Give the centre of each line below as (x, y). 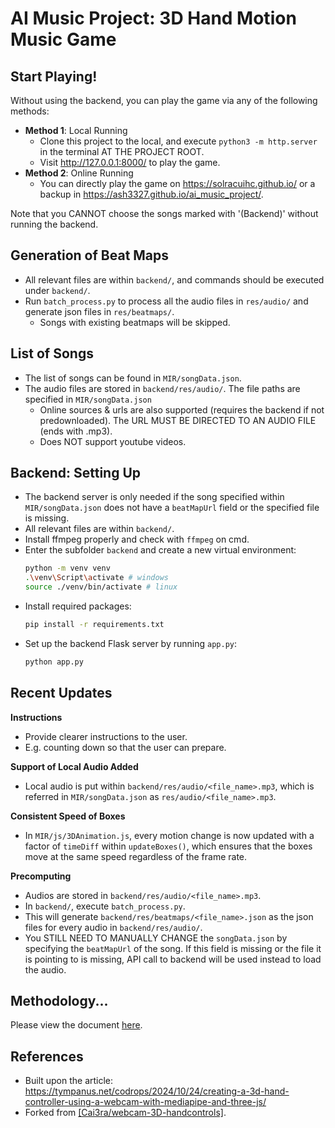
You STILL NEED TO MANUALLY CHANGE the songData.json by (156, 938)
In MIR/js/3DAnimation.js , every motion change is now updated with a (169, 835)
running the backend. (54, 224)
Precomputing (41, 876)
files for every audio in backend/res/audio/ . (113, 927)
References (47, 1056)
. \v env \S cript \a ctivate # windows (96, 578)
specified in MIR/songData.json (88, 399)
